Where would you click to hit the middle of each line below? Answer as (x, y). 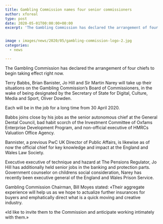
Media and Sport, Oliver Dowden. (39, 98)
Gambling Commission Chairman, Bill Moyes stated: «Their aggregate (75, 187)
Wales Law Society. (25, 152)
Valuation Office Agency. (30, 133)
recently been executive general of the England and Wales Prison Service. (80, 177)
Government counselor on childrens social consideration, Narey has (73, 172)
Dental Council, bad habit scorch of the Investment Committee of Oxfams (79, 122)
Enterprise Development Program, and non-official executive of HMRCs (77, 127)
